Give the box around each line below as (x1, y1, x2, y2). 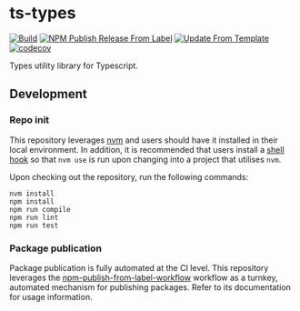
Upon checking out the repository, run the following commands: (9, 171, 249, 182)
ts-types (9, 3, 76, 24)
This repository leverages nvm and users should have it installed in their (9, 135, 279, 145)
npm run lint (9, 213, 59, 222)
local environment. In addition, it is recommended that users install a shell (9, 144, 285, 155)
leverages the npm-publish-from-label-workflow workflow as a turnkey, (9, 272, 279, 283)
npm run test (9, 221, 59, 230)
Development (9, 86, 88, 102)
